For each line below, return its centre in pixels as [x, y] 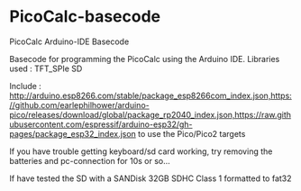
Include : [26, 86]
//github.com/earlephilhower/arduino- [80, 105]
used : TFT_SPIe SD [46, 68]
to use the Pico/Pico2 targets [192, 133]
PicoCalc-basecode [85, 17]
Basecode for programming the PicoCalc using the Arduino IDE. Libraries [145, 59]
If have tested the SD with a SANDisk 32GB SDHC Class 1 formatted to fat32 [150, 178]
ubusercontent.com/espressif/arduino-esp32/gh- [101, 124]
